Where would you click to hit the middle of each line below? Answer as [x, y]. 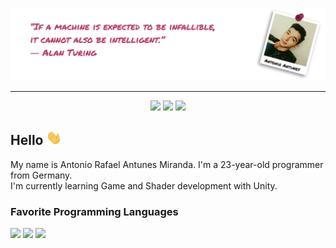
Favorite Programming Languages [94, 211]
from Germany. [41, 175]
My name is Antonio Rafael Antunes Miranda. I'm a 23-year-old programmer [167, 164]
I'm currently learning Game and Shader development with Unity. [144, 185]
